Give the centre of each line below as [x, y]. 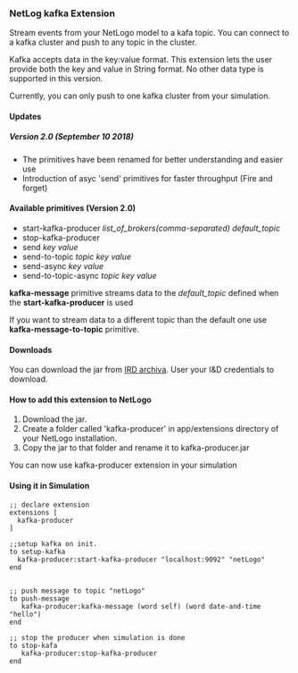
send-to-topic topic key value [77, 257]
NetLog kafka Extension [62, 13]
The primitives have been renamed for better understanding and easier [153, 159]
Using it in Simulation [50, 486]
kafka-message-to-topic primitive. [74, 330]
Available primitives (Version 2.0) [73, 208]
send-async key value [63, 266]
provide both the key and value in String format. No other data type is [137, 69]
